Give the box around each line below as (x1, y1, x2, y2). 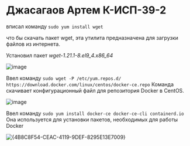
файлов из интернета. (6, 40, 60, 47)
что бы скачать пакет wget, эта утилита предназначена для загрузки (6, 34, 178, 41)
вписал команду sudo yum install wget (6, 23, 103, 30)
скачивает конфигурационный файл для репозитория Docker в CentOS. (6, 87, 184, 94)
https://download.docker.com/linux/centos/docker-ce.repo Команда (6, 80, 174, 88)
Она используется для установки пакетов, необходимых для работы (6, 116, 178, 123)
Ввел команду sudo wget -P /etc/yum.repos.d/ (6, 74, 122, 82)
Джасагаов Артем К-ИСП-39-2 (6, 4, 167, 17)
